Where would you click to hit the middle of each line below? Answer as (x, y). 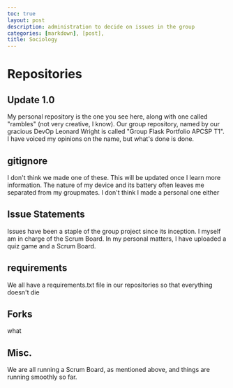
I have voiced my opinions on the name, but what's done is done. (100, 139)
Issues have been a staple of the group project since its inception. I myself (114, 231)
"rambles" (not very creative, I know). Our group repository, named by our (114, 124)
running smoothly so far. (42, 377)
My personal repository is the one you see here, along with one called (107, 117)
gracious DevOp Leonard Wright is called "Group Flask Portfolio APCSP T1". (116, 132)
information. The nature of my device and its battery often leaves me (106, 185)
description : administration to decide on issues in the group (101, 27)
